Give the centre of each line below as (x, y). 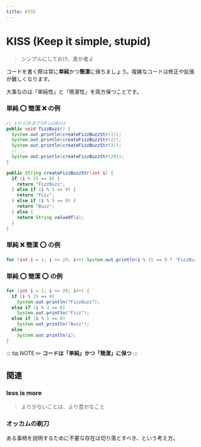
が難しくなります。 (30, 79)
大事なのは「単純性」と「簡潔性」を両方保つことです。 (74, 92)
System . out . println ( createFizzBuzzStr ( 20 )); (68, 157)
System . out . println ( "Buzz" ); (53, 324)
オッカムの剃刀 (28, 424)
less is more (24, 393)
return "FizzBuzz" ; (41, 184)
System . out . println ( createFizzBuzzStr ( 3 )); (66, 145)
